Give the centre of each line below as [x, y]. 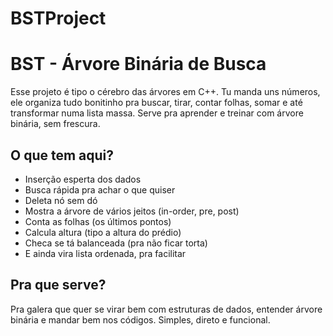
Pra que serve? [58, 285]
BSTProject [58, 18]
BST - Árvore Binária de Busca [138, 64]
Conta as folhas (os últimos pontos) [98, 221]
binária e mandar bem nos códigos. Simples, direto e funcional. [140, 319]
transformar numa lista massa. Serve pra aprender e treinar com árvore [157, 113]
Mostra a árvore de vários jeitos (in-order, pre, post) [132, 211]
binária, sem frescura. [55, 124]
